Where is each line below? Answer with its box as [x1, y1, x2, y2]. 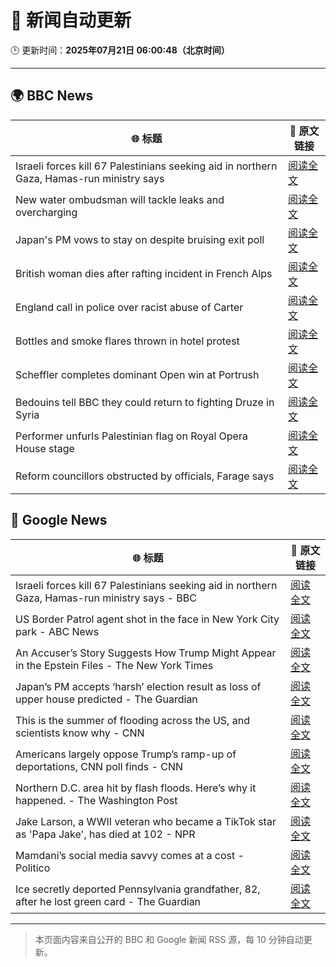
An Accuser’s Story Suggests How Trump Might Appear [15, 646, 277, 660]
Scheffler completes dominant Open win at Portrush [15, 367, 260, 381]
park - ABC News [15, 624, 100, 638]
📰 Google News [10, 512, 108, 529]
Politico [15, 861, 51, 875]
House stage [15, 441, 75, 455]
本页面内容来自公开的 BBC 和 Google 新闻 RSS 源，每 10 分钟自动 [34, 933, 304, 945]
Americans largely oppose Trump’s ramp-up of [15, 747, 237, 761]
